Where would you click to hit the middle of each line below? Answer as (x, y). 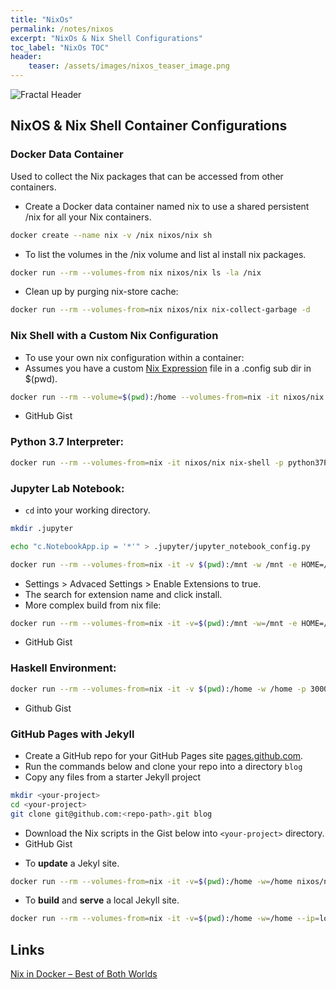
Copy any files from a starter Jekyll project (113, 777)
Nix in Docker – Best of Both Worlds (84, 974)
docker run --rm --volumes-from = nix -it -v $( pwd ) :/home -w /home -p (158, 689)
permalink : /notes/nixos (62, 29)
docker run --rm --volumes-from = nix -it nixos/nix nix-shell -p (147, 462)
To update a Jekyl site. (72, 863)
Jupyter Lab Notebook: (67, 488)
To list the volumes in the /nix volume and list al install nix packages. (165, 254)
